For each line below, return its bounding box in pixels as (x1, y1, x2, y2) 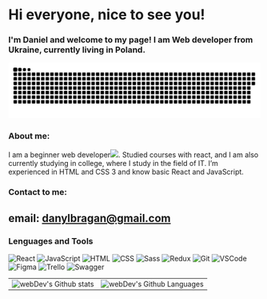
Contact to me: (8, 187, 68, 198)
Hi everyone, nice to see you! (8, 6, 205, 24)
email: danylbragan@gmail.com (8, 211, 171, 225)
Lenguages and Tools (8, 235, 94, 246)
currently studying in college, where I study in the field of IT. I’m (8, 158, 218, 168)
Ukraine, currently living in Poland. (8, 44, 146, 55)
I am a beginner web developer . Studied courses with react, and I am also (8, 150, 259, 160)
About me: (8, 131, 50, 142)
